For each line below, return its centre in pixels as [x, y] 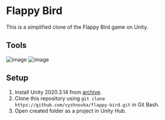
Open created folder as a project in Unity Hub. [70, 111]
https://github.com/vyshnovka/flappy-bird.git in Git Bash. [87, 104]
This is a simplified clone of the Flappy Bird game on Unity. [77, 27]
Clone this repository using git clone [60, 98]
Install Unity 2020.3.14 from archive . [58, 92]
